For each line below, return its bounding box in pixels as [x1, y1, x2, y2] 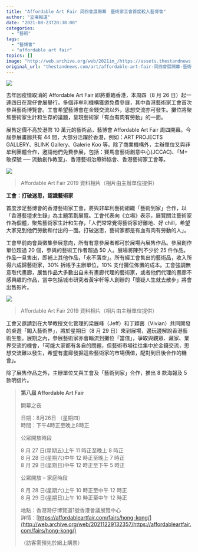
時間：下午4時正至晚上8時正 [20, 422, 90, 429]
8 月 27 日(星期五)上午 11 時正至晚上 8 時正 [20, 447, 124, 454]
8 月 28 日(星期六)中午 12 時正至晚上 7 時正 [20, 454, 125, 462]
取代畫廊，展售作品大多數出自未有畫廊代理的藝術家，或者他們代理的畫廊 [11, 269, 187, 276]
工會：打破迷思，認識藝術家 [6, 192, 74, 199]
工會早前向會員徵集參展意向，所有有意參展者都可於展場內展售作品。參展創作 [6, 239, 192, 246]
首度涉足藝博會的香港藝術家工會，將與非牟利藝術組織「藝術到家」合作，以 [6, 204, 187, 212]
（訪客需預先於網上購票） [20, 539, 83, 547]
